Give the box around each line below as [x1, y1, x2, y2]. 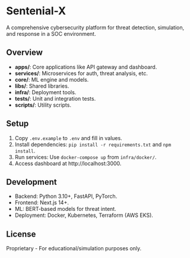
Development [6, 177, 58, 187]
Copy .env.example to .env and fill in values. [14, 134, 123, 141]
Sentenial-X [6, 4, 66, 18]
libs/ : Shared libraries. [14, 82, 69, 89]
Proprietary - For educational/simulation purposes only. [6, 245, 142, 252]
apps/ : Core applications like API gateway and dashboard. [14, 63, 157, 70]
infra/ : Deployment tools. [14, 88, 77, 96]
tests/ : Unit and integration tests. [14, 95, 96, 102]
